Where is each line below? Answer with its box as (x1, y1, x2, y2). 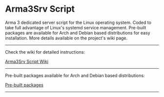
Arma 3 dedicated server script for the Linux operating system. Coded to (5, 19, 151, 25)
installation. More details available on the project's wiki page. (5, 35, 128, 41)
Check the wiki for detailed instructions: (5, 49, 85, 55)
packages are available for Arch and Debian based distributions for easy (5, 30, 150, 36)
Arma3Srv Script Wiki (5, 58, 49, 64)
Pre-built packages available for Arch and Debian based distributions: (5, 72, 145, 78)
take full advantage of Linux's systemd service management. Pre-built (5, 24, 146, 30)
